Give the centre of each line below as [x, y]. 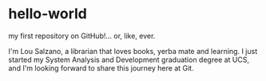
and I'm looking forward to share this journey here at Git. [101, 67]
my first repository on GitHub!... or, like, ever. [82, 36]
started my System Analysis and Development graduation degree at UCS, [129, 60]
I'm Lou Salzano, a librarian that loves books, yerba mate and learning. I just [133, 51]
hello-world [48, 14]
